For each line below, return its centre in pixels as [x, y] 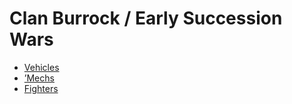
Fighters [41, 88]
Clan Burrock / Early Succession [146, 18]
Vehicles [41, 67]
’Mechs [39, 78]
